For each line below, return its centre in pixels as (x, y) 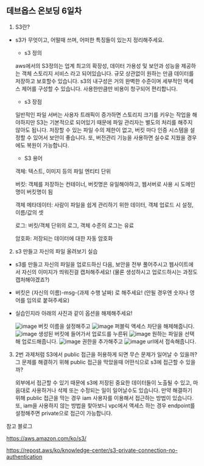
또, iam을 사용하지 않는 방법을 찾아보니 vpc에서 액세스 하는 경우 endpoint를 (105, 406)
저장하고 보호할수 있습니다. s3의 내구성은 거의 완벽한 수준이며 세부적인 (99, 81)
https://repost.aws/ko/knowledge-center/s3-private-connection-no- (92, 450)
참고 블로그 (19, 426)
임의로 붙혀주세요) (48, 300)
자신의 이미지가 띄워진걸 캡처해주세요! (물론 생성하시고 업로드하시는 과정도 (110, 272)
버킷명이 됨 (40, 192)
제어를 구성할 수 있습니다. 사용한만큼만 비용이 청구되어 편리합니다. (100, 89)
